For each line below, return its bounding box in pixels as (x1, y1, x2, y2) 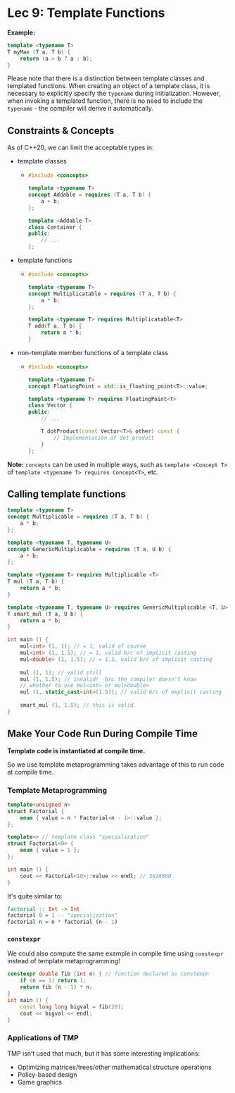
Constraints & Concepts (7, 125, 115, 137)
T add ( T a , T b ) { (27, 323, 82, 330)
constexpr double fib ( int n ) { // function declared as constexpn (7, 970, 210, 977)
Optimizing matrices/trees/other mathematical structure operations (17, 1063, 212, 1071)
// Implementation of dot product (53, 434, 155, 441)
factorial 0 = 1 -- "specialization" (7, 912, 118, 919)
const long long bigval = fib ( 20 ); (20, 1003, 125, 1011)
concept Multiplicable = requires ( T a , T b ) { (7, 513, 150, 521)
